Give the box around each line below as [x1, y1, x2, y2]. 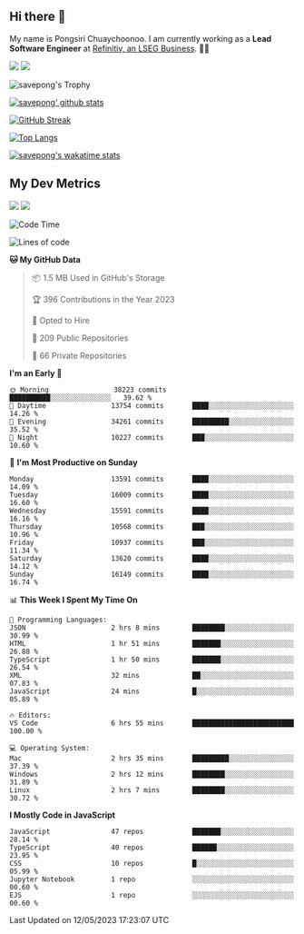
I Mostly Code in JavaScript [9, 810, 116, 820]
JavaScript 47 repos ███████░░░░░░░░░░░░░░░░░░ [9, 827, 295, 836]
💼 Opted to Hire [31, 314, 91, 325]
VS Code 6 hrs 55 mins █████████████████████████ [9, 719, 295, 728]
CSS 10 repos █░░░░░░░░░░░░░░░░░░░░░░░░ [9, 859, 295, 868]
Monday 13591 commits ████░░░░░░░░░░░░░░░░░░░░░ [9, 474, 295, 483]
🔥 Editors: [9, 710, 52, 720]
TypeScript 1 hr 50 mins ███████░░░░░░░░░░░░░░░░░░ [9, 655, 295, 664]
